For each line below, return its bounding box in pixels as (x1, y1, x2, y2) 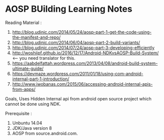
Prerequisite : (5, 110, 32, 116)
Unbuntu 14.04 (12, 120, 43, 126)
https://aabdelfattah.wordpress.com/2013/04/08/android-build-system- (12, 60, 158, 66)
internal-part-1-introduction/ (12, 76, 70, 82)
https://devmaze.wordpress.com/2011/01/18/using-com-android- (12, 70, 143, 76)
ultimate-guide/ (12, 65, 44, 71)
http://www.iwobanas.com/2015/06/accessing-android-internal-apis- (12, 81, 153, 87)
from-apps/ (12, 86, 36, 92)
